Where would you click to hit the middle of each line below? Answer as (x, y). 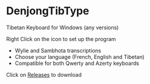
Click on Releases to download (44, 74)
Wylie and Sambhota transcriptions (58, 50)
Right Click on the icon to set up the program (61, 39)
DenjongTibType (48, 11)
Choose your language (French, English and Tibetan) (79, 57)
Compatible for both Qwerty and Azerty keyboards (77, 63)
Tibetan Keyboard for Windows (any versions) (62, 27)
